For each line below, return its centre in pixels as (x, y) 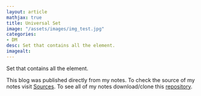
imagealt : (19, 51)
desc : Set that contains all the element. (61, 46)
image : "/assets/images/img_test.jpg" (55, 29)
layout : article (27, 12)
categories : (21, 34)
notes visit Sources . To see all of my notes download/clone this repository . (100, 86)
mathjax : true (24, 18)
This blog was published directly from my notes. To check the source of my (101, 80)
